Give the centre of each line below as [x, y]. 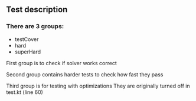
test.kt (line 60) [24, 92]
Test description [37, 10]
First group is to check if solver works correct [61, 63]
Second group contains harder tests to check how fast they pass [85, 74]
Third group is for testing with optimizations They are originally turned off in [98, 86]
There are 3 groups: [35, 26]
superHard [28, 52]
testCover [27, 39]
